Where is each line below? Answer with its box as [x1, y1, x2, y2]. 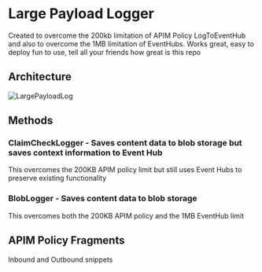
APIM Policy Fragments [8, 233, 125, 248]
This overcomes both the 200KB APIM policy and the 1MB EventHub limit [8, 211, 245, 220]
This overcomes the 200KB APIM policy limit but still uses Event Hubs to [8, 165, 242, 175]
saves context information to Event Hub [8, 147, 163, 158]
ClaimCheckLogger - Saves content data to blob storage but [8, 138, 242, 149]
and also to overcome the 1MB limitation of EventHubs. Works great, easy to [8, 39, 254, 48]
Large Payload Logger [8, 5, 155, 23]
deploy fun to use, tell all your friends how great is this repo [8, 47, 201, 57]
